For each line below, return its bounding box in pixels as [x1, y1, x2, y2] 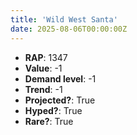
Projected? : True [24, 94, 96, 106]
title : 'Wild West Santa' [10, 14, 118, 25]
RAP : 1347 [24, 51, 68, 63]
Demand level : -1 [24, 72, 97, 85]
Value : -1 [24, 62, 63, 74]
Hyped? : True [24, 104, 83, 116]
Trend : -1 [24, 83, 63, 95]
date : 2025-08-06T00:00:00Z [10, 24, 128, 34]
